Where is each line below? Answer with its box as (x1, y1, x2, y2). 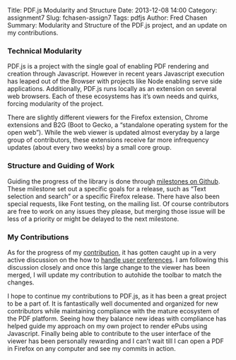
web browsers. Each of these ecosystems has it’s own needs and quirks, (7, 92, 219, 101)
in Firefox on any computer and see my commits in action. (7, 344, 176, 352)
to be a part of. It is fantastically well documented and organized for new (7, 299, 218, 308)
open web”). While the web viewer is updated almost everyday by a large (7, 128, 220, 137)
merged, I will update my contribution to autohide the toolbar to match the (7, 270, 223, 279)
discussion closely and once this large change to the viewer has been (7, 263, 211, 271)
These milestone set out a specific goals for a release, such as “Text (7, 184, 206, 193)
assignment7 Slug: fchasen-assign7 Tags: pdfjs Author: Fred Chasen (7, 13, 208, 22)
